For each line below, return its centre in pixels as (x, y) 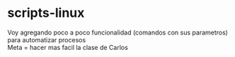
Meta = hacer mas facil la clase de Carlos (68, 47)
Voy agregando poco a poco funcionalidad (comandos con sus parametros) (118, 32)
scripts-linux (46, 13)
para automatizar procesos (47, 39)
